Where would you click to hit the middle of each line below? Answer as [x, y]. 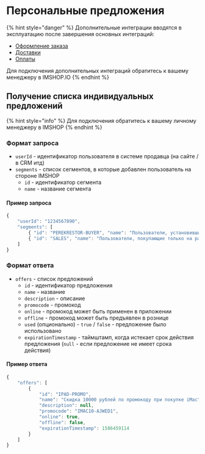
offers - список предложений [54, 279]
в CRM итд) [30, 163]
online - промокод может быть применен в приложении [98, 311]
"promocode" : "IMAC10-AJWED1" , [79, 411]
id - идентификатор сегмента [63, 182]
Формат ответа [30, 265]
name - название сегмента [58, 189]
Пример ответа [27, 364]
